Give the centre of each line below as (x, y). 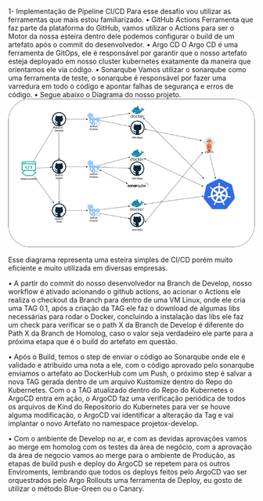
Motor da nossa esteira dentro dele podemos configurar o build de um (121, 36)
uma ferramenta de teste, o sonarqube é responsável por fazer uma (117, 78)
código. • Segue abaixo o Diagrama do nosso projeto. (95, 94)
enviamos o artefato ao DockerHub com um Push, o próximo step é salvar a (130, 373)
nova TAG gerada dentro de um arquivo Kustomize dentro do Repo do (121, 381)
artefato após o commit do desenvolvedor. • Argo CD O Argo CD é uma (123, 45)
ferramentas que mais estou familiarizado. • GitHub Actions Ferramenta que (131, 20)
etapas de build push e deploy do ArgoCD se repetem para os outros (119, 463)
